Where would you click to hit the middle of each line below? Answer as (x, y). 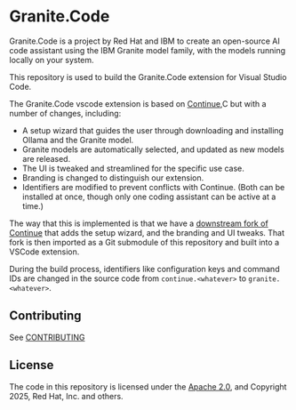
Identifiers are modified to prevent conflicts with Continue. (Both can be (153, 187)
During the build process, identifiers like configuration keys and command (144, 269)
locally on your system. (52, 60)
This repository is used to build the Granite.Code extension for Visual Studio (148, 76)
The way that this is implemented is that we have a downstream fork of (139, 223)
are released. (46, 158)
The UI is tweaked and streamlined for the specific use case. (133, 168)
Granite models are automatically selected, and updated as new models (153, 149)
